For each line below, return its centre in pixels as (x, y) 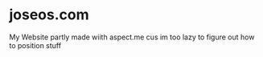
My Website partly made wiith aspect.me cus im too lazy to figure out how (132, 37)
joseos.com (49, 15)
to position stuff (35, 45)
